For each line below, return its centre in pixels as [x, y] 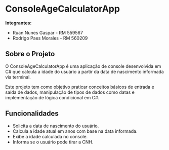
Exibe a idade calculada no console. [50, 136]
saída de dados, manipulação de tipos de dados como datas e [70, 92]
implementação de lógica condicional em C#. [52, 97]
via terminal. [18, 77]
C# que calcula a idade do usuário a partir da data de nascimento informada [85, 71]
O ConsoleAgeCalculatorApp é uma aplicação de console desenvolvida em [83, 66]
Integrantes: [18, 23]
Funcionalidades [32, 114]
